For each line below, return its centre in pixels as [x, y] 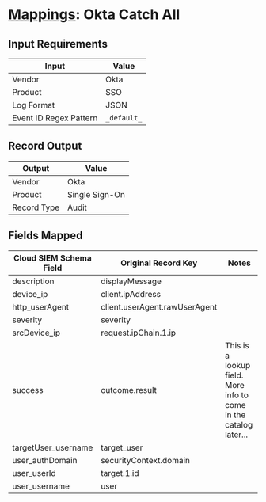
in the [235, 415]
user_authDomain [45, 460]
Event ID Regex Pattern [55, 118]
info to [237, 395]
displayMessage [131, 281]
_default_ [124, 118]
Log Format [34, 105]
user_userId [34, 473]
